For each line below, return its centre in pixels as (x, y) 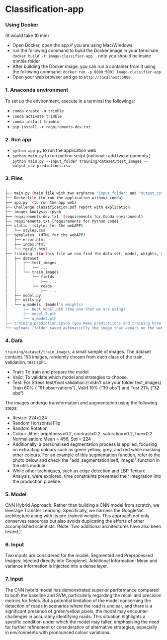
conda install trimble (36, 122)
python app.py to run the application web (54, 150)
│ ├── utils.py (23, 300)
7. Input (14, 579)
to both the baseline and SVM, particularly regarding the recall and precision (83, 595)
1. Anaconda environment (37, 90)
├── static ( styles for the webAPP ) (44, 226)
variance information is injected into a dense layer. (57, 566)
